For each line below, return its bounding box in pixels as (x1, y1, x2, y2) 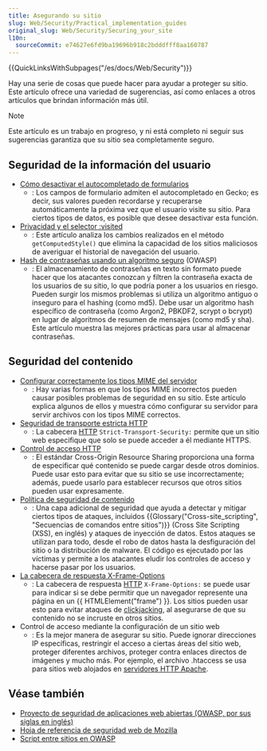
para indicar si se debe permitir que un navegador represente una (31, 588, 249, 597)
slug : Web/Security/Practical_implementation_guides (8, 19, 187, 27)
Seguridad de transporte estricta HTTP (19, 418, 148, 427)
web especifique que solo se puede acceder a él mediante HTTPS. (31, 435, 252, 445)
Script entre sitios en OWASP (19, 733, 116, 743)
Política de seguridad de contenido (19, 494, 135, 504)
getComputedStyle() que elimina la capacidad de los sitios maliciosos (31, 238, 258, 248)
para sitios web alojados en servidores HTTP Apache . (31, 663, 209, 674)
